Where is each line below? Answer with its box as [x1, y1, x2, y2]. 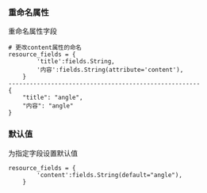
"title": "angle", [22, 93, 83, 102]
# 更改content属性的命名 [8, 44, 82, 52]
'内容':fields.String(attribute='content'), [36, 66, 184, 74]
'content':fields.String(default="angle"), [36, 171, 182, 179]
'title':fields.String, [36, 58, 115, 66]
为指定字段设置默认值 [8, 148, 78, 157]
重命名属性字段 [8, 26, 57, 36]
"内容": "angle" [22, 102, 74, 110]
